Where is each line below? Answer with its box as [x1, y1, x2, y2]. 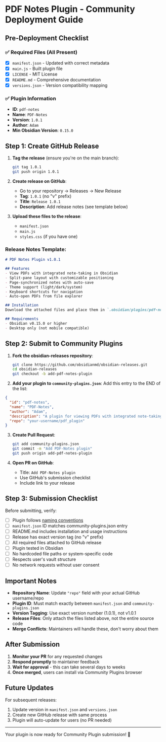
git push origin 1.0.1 [12, 169, 59, 174]
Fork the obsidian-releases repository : [12, 353, 93, 359]
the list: [12, 386, 28, 392]
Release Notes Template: [5, 246, 67, 253]
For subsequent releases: [5, 697, 57, 703]
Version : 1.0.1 [12, 117, 43, 123]
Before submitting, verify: [5, 508, 57, 514]
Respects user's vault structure [12, 556, 76, 562]
